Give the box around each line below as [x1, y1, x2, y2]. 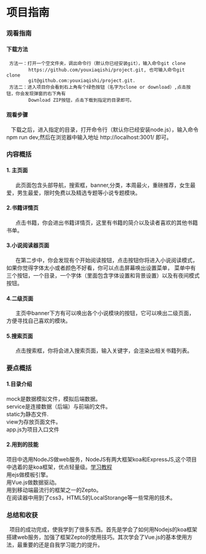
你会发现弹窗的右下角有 [15, 91, 66, 97]
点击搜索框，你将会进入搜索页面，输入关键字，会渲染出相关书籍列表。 [15, 347, 193, 354]
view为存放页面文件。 [6, 418, 61, 425]
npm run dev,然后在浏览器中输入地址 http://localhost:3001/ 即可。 [6, 133, 172, 141]
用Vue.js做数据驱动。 [6, 479, 60, 486]
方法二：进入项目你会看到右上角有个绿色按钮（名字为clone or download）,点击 [9, 84, 186, 91]
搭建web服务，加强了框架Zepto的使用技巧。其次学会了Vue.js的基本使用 [6, 534, 188, 541]
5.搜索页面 [6, 332, 34, 340]
